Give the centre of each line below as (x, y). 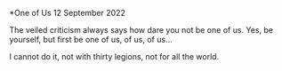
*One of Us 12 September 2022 (68, 13)
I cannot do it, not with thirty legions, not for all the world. (114, 56)
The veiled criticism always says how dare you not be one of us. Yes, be (141, 30)
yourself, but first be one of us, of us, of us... (91, 39)
